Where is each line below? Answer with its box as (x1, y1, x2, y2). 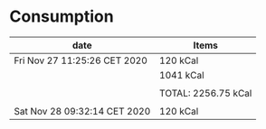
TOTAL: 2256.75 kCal (159, 87, 252, 99)
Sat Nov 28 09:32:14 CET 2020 (14, 105, 151, 117)
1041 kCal (159, 69, 205, 81)
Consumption (9, 6, 115, 27)
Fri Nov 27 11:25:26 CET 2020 (14, 54, 147, 67)
